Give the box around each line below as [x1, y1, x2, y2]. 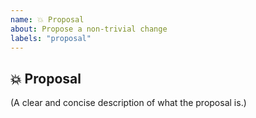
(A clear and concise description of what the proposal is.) [10, 97, 247, 109]
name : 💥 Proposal [10, 14, 85, 25]
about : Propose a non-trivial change [10, 24, 168, 34]
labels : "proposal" [10, 33, 92, 43]
